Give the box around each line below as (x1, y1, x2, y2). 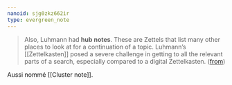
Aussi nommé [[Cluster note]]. (7, 70, 93, 79)
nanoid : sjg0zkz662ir (7, 10, 70, 17)
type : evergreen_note (7, 16, 70, 23)
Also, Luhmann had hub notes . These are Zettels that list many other (24, 35, 220, 43)
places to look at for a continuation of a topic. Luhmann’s (24, 42, 186, 51)
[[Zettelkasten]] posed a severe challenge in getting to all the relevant (24, 49, 223, 58)
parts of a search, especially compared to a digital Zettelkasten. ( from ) (24, 57, 226, 65)
